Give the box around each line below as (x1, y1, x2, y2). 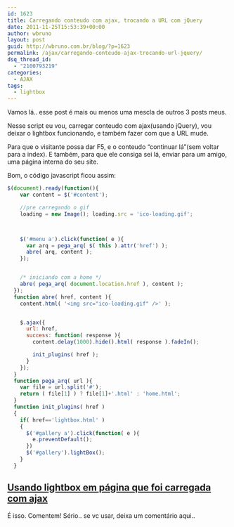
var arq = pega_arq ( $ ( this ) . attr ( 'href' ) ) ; (25, 242, 169, 249)
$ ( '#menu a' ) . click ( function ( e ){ (20, 235, 124, 242)
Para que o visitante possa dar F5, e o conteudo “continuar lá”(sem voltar (7, 143, 219, 151)
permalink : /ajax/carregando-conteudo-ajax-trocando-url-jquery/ (7, 50, 202, 57)
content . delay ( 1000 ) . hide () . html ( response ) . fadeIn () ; (32, 339, 200, 346)
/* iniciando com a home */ (20, 274, 102, 281)
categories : (7, 69, 42, 76)
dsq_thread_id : (7, 56, 52, 63)
